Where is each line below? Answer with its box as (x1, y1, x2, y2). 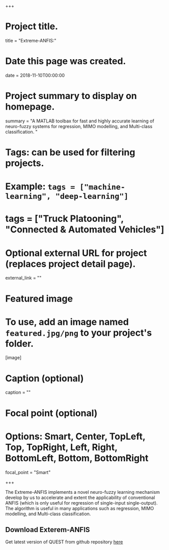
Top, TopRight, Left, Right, (5, 441, 118, 453)
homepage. (5, 101, 55, 113)
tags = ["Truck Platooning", (5, 213, 124, 224)
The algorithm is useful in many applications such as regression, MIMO (5, 505, 154, 511)
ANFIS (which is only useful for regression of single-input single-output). (5, 499, 158, 506)
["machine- (79, 182, 126, 192)
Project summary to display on (5, 90, 137, 102)
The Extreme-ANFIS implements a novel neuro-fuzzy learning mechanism (5, 489, 160, 495)
